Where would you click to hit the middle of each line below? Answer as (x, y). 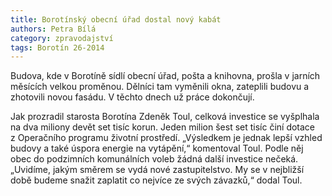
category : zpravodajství (62, 38)
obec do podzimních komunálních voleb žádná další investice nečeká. (154, 159)
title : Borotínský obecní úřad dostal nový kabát (116, 19)
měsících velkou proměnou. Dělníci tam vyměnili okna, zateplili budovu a (160, 87)
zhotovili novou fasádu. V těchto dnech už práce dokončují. (132, 97)
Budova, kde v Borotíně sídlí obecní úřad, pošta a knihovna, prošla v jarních (165, 76)
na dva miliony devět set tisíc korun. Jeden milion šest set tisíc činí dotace (163, 127)
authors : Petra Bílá (53, 29)
